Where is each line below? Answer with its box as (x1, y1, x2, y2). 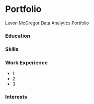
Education (5, 32, 31, 39)
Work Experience (5, 59, 48, 66)
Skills (5, 46, 19, 53)
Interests (5, 94, 27, 100)
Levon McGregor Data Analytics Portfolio (5, 20, 89, 26)
